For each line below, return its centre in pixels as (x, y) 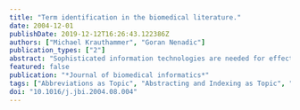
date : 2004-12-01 (42, 26)
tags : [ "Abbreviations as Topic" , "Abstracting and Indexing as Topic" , (147, 83)
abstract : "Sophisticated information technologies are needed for (137, 59)
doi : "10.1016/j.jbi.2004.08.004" (74, 91)
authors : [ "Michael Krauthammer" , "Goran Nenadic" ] (107, 42)
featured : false (39, 67)
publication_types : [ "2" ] (57, 51)
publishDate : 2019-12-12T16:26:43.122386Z (89, 34)
